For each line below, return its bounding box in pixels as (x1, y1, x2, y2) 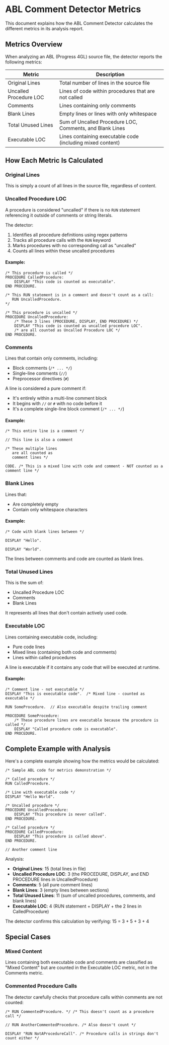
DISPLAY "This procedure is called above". (14, 833, 107, 839)
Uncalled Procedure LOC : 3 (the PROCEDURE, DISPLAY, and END (12, 871, 149, 877)
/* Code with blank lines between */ (5, 529, 84, 534)
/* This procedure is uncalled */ (5, 310, 78, 315)
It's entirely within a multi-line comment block (12, 395, 107, 401)
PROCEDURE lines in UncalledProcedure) (12, 876, 98, 882)
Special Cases (5, 933, 51, 941)
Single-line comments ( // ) (12, 370, 67, 376)
